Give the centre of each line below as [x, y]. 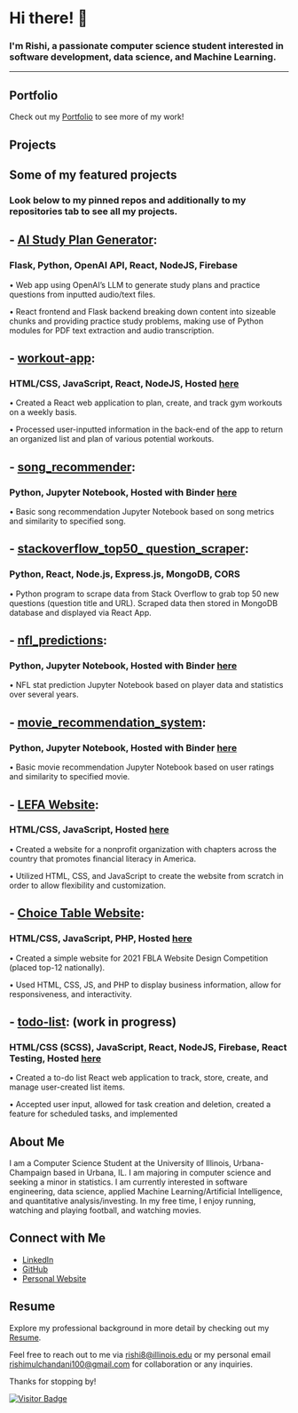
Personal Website [54, 1278]
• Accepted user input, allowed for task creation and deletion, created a [140, 1105]
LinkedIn [38, 1259]
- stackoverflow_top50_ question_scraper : [129, 549]
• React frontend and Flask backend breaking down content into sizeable [143, 311]
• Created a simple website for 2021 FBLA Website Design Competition [139, 958]
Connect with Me [58, 1238]
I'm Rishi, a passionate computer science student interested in [146, 46]
